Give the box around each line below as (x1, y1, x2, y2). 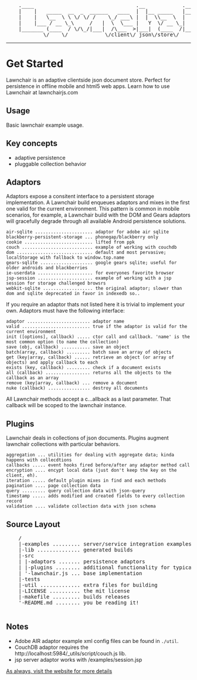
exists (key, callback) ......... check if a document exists (6, 365, 161, 371)
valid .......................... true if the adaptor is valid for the (6, 324, 188, 330)
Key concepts (6, 138, 57, 148)
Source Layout (6, 519, 60, 529)
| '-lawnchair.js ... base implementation (18, 570, 142, 577)
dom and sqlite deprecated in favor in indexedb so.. (6, 290, 141, 297)
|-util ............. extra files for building (18, 582, 158, 588)
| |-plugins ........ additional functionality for (18, 564, 170, 571)
